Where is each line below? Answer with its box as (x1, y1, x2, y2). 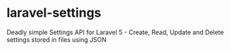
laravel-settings (6, 5, 102, 21)
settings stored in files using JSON (6, 35, 107, 43)
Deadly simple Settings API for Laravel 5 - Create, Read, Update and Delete (6, 28, 224, 36)
